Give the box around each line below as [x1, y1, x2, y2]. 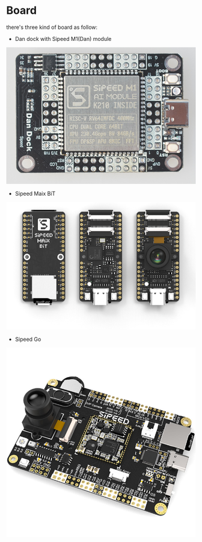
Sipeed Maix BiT [14, 190, 56, 198]
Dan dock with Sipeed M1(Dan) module [14, 35, 112, 42]
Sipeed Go [14, 335, 41, 343]
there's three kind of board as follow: [6, 23, 98, 31]
